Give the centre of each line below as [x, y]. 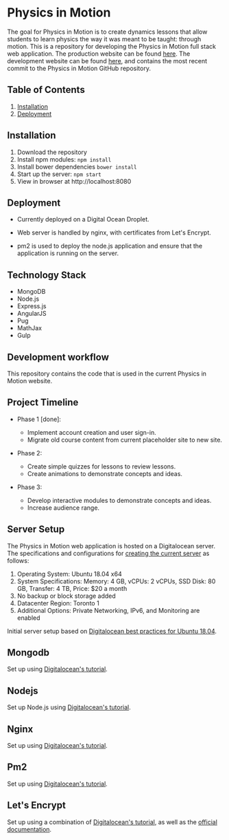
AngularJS [32, 314]
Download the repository [52, 152]
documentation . [29, 829]
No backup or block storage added [67, 596]
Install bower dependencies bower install [77, 166]
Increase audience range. [63, 508]
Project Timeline [43, 403]
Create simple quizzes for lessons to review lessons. [101, 466]
